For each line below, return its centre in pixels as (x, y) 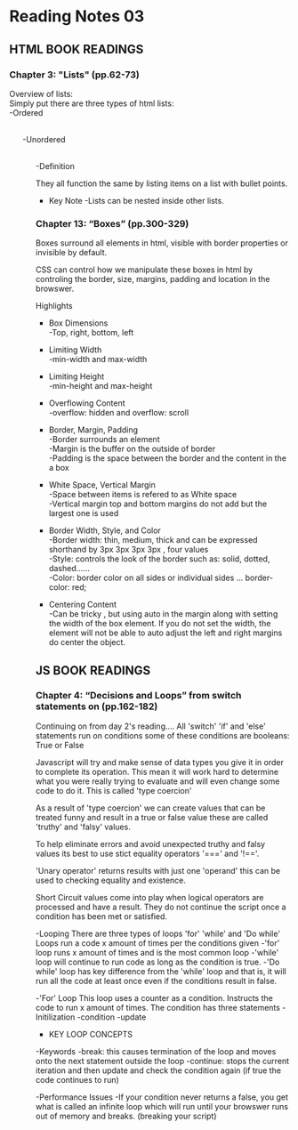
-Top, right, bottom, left (91, 333)
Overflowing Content (87, 403)
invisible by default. (71, 253)
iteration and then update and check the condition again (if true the (158, 1070)
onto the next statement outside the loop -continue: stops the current (162, 1061)
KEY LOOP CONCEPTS (91, 1034)
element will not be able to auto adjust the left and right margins (165, 633)
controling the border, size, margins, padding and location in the (153, 279)
